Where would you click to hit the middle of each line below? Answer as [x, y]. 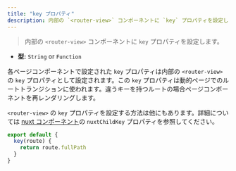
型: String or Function [50, 56]
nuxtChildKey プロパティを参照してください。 [153, 121]
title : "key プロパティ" [41, 14]
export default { [33, 134]
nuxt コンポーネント [50, 121]
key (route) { [33, 141]
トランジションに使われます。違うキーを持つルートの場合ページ [112, 89]
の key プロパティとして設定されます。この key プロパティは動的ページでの [115, 80]
